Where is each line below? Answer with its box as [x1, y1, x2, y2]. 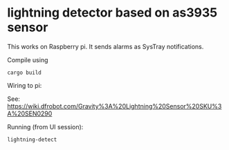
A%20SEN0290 [7, 109, 53, 118]
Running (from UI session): [7, 122, 84, 131]
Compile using [7, 55, 48, 64]
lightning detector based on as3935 [7, 5, 218, 21]
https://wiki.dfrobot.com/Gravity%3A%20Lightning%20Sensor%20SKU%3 [7, 102, 222, 110]
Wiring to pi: [7, 81, 42, 89]
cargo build [7, 69, 42, 76]
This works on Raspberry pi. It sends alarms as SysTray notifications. [7, 42, 204, 50]
